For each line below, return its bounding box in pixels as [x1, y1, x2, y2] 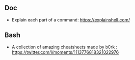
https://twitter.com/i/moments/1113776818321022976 [11, 49, 119, 55]
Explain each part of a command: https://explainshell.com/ [11, 17, 130, 22]
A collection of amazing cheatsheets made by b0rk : [11, 44, 117, 50]
